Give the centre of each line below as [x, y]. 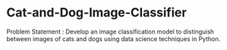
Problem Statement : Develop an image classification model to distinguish [110, 32]
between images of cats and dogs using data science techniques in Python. [113, 38]
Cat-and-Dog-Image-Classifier [97, 13]
